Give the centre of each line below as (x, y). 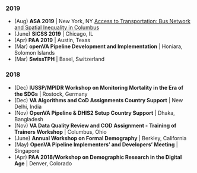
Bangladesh (29, 119)
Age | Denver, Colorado (43, 163)
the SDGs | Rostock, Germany (51, 94)
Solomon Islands (34, 53)
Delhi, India (28, 106)
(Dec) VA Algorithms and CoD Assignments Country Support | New (99, 100)
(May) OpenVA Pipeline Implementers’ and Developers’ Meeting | (96, 144)
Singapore (27, 150)
